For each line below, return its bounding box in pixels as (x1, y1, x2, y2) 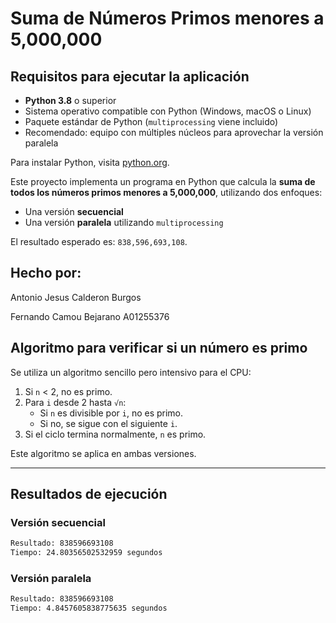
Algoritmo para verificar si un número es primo (10, 340, 308, 357)
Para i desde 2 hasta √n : (24, 396, 127, 408)
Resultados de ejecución (10, 486, 168, 503)
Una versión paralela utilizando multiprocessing (24, 217, 224, 228)
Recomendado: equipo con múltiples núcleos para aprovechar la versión (24, 127, 324, 138)
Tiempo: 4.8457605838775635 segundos (10, 603, 168, 614)
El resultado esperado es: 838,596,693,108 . (10, 236, 188, 247)
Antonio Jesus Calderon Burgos (10, 291, 142, 303)
